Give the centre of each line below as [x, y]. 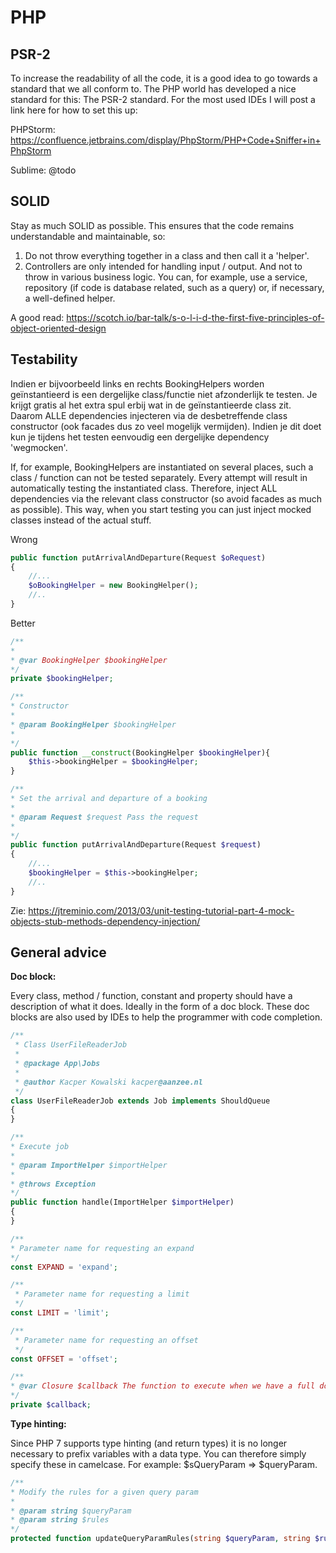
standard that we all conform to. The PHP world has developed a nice [153, 89]
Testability [44, 359]
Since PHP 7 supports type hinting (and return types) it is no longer [149, 1443]
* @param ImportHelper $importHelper [89, 1165]
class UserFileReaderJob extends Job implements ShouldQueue [140, 1101]
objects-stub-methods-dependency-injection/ [105, 921]
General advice [58, 952]
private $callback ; [51, 1405]
